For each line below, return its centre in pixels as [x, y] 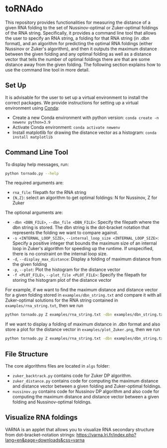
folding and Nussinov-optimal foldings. [52, 402]
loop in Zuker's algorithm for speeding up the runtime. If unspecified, [83, 249]
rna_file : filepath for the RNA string [49, 192]
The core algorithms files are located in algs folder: [58, 366]
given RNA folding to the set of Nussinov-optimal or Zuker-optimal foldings [82, 27]
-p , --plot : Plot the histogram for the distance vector [66, 270]
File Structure [27, 354]
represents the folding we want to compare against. [65, 233]
